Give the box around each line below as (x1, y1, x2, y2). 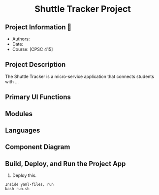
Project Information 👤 (5, 23, 72, 31)
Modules (5, 109, 33, 118)
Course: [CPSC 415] (12, 47, 53, 52)
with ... (5, 78, 19, 84)
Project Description (5, 60, 66, 69)
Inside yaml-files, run (5, 182, 54, 187)
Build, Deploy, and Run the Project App (5, 159, 126, 168)
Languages (5, 126, 40, 134)
